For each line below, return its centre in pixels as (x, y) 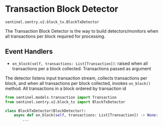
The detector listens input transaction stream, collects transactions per (76, 78)
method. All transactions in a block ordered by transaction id (66, 88)
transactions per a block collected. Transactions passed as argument (81, 68)
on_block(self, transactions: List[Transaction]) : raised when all (80, 63)
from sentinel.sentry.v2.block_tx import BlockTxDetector (65, 102)
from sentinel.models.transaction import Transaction (61, 97)
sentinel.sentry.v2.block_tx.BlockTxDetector (52, 22)
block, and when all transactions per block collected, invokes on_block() (78, 83)
